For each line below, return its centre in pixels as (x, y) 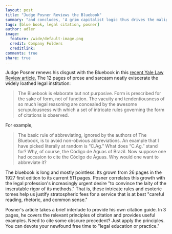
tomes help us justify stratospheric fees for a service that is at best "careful (85, 194)
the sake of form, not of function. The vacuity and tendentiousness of (91, 99)
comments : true (21, 53)
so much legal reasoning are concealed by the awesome (77, 104)
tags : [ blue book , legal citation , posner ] (52, 24)
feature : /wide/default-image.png (47, 39)
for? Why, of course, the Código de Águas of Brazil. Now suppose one (92, 152)
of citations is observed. (43, 115)
